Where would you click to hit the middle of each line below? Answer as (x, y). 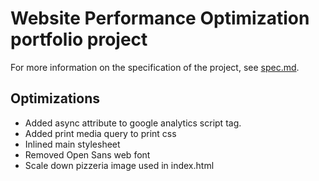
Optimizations (55, 98)
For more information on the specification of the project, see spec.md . (155, 67)
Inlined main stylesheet (72, 144)
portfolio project (79, 39)
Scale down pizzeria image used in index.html (119, 165)
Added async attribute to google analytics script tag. (133, 123)
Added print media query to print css (100, 133)
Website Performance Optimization (160, 18)
